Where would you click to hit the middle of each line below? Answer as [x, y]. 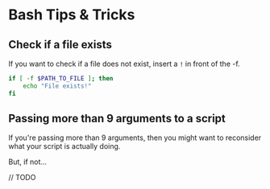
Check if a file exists [60, 45]
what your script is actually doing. [64, 146]
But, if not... [27, 162]
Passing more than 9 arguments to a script [117, 119]
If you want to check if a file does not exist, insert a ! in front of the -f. [124, 64]
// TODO [22, 178]
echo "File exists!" [57, 86]
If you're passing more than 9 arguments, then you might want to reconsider [135, 138]
